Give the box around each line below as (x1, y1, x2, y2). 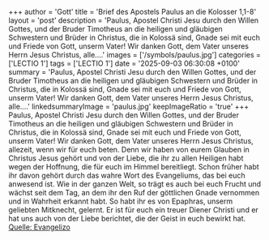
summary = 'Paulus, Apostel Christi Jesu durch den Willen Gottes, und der (8, 67, 257, 76)
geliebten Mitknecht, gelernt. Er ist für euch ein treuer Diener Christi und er (8, 205, 259, 214)
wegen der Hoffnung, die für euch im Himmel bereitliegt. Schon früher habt (8, 162, 259, 171)
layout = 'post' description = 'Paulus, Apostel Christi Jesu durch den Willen (8, 15, 259, 25)
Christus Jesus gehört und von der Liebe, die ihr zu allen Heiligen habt (8, 153, 244, 163)
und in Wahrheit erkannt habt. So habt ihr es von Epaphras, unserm (8, 196, 233, 206)
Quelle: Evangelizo (8, 222, 70, 232)
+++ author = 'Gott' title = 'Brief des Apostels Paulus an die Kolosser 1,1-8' (8, 7, 257, 16)
